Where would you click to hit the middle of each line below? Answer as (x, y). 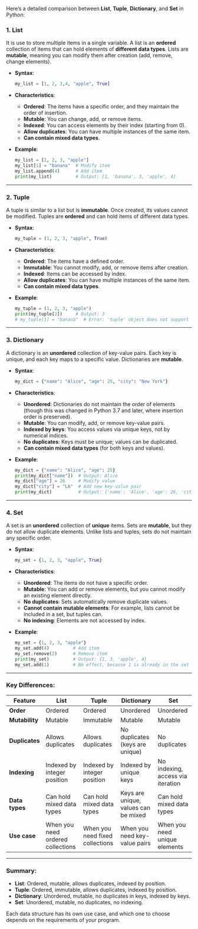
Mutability (24, 720)
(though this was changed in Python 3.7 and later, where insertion (103, 410)
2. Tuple (18, 197)
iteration (169, 783)
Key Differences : (31, 685)
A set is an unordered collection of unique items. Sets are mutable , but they (99, 526)
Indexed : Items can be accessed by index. (75, 274)
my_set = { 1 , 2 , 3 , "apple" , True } (58, 560)
